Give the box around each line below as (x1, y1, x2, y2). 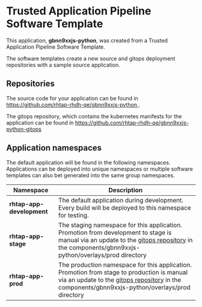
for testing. (58, 211, 89, 219)
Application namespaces (6, 143, 102, 153)
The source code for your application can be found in (6, 94, 138, 102)
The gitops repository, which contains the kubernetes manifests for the (6, 112, 182, 120)
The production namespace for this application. (58, 260, 192, 269)
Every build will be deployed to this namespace (58, 203, 191, 211)
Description (108, 186, 143, 194)
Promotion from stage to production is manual (58, 268, 188, 276)
